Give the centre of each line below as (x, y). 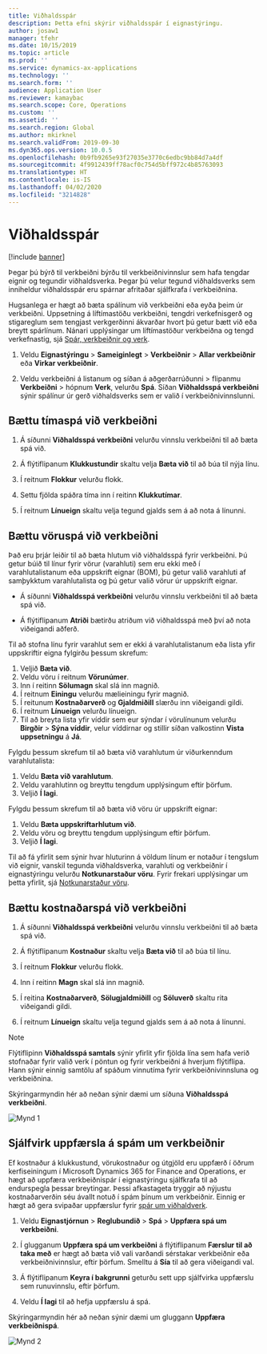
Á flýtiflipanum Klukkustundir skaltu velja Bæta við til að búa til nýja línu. (139, 464)
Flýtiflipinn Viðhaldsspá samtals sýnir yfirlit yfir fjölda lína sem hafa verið (129, 1053)
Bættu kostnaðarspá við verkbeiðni (97, 908)
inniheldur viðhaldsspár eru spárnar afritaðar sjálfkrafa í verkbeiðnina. (123, 289)
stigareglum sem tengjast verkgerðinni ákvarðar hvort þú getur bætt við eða (133, 322)
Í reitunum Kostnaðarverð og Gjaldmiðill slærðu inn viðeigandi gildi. (132, 703)
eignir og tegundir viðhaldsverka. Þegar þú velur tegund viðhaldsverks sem (132, 281)
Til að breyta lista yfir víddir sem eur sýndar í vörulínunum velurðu (128, 720)
